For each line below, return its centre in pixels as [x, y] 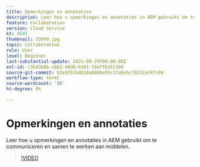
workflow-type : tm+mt [33, 78]
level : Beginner [26, 56]
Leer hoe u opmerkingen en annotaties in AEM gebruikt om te [82, 140]
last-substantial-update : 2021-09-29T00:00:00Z [66, 61]
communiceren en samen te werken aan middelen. [68, 146]
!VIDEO [29, 157]
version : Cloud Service [36, 28]
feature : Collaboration [36, 23]
